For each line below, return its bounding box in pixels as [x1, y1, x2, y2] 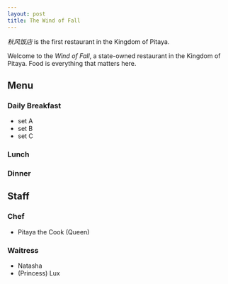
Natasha [17, 261, 42, 270]
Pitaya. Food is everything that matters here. [7, 59, 137, 67]
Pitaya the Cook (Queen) [17, 227, 90, 236]
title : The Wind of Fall [7, 17, 81, 24]
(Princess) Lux [17, 269, 60, 278]
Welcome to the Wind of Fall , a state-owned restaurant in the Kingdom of [7, 51, 221, 60]
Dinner [7, 169, 32, 178]
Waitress [7, 245, 39, 255]
